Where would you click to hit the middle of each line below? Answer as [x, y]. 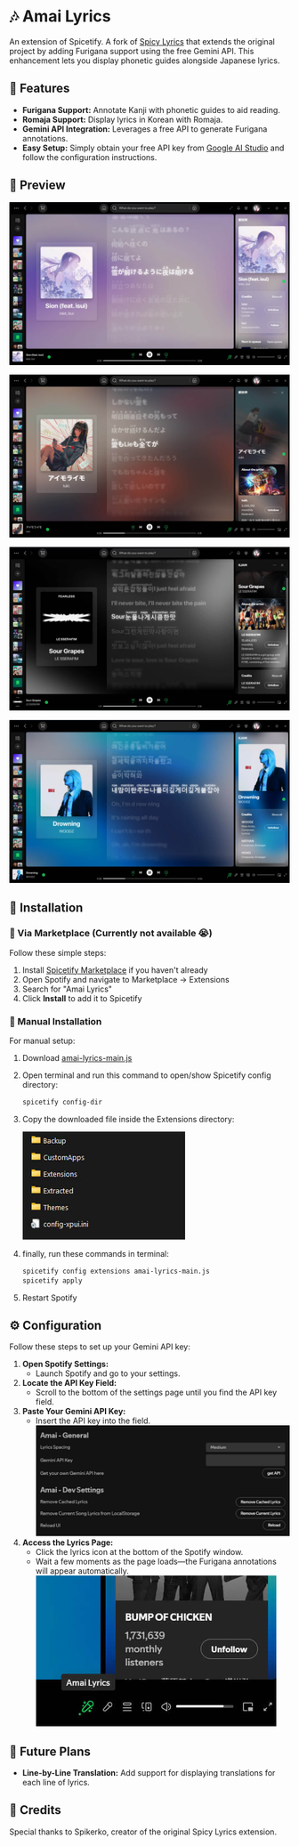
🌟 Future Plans [50, 1751]
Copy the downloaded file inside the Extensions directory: [128, 1119]
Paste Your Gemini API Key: [74, 1412]
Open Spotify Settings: [65, 1364]
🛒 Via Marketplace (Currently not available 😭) [111, 934]
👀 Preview [37, 186]
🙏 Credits [36, 1810]
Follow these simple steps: [58, 952]
